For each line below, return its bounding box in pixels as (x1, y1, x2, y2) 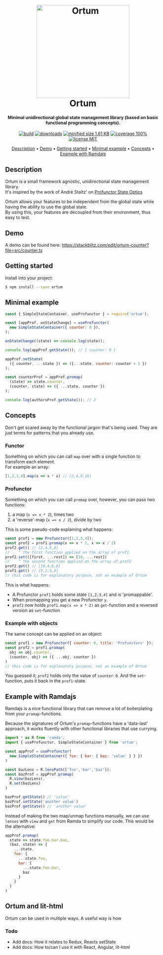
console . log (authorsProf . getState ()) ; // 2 (5, 397, 96, 402)
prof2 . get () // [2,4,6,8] (5, 545, 58, 550)
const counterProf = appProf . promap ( (5, 374, 83, 380)
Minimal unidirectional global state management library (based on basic (7, 114, 159, 120)
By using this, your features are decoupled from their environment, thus (5, 209, 151, 215)
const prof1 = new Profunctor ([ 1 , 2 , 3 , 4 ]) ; (5, 536, 94, 541)
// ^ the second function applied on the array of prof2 (5, 559, 132, 564)
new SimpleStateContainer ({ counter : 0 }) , (9, 325, 100, 330)
